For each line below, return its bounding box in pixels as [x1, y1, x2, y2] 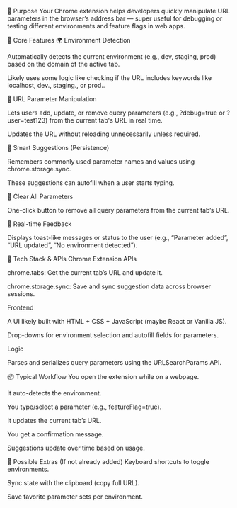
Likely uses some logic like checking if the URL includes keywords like [7, 74, 212, 81]
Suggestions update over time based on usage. [7, 444, 145, 452]
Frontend [7, 303, 34, 312]
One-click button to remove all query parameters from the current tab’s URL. [7, 206, 230, 214]
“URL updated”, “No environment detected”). [7, 241, 138, 249]
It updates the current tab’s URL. [7, 417, 102, 424]
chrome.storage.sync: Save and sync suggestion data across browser [7, 282, 212, 290]
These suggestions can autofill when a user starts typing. [7, 179, 175, 187]
